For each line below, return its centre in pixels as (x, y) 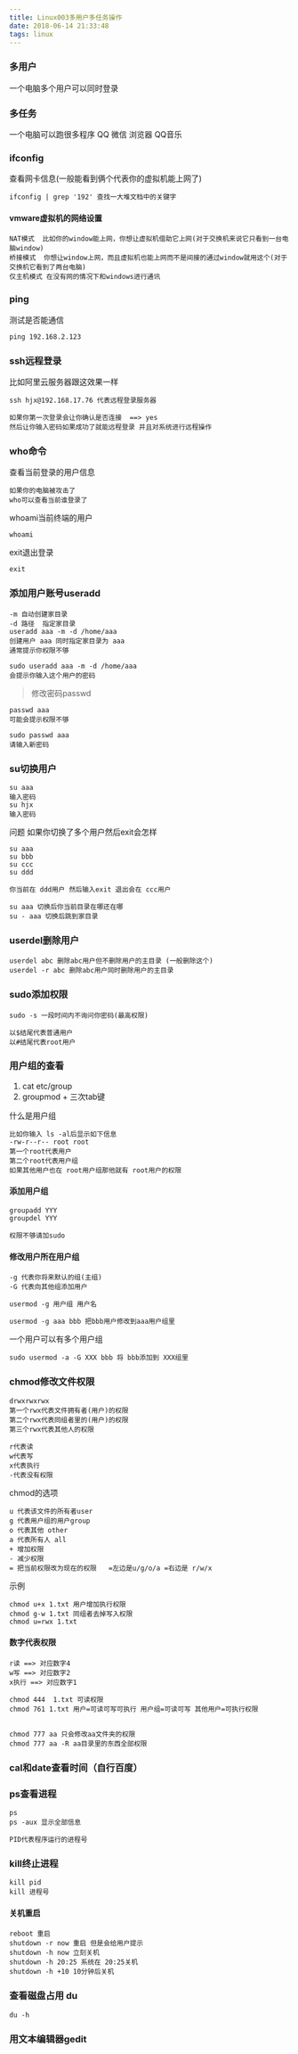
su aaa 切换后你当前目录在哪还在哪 (66, 907)
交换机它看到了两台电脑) (48, 267)
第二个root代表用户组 (44, 1161)
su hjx (21, 805)
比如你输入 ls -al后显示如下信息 (63, 1134)
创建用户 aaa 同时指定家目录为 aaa (67, 641)
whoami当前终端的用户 (51, 518)
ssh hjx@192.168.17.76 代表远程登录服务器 (83, 401)
